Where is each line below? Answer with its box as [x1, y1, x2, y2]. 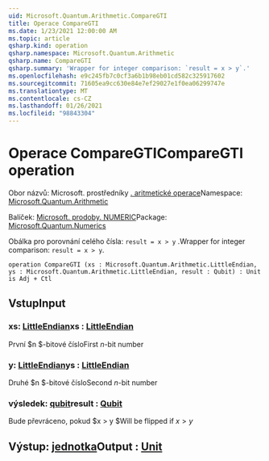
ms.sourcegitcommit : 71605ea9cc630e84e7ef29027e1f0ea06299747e [8, 79, 226, 87]
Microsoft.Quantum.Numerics [8, 220, 106, 230]
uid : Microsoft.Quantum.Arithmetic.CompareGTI [8, 11, 168, 20]
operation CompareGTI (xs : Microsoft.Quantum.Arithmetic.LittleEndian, [8, 260, 258, 269]
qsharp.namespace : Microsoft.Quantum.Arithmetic [8, 49, 175, 57]
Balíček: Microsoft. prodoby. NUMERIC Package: [8, 212, 168, 222]
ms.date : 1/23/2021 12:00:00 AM [8, 27, 117, 35]
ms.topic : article [8, 34, 70, 43]
